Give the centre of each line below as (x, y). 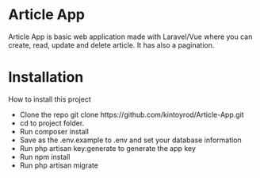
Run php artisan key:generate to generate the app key (108, 148)
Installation (46, 77)
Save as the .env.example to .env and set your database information (130, 140)
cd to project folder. (52, 123)
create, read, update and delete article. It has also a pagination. (111, 44)
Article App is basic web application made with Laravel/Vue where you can (130, 37)
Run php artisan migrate (59, 165)
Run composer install (54, 131)
